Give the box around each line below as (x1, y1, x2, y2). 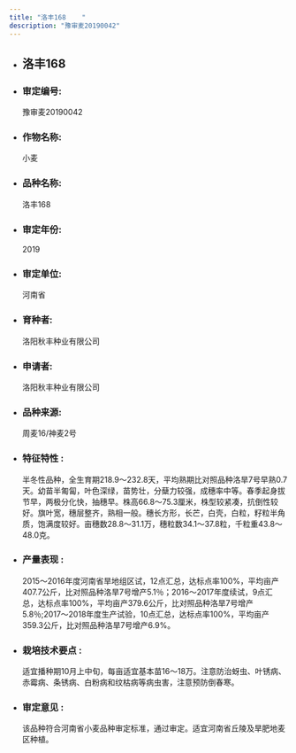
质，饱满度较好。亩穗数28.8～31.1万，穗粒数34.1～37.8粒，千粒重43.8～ (21, 518, 283, 529)
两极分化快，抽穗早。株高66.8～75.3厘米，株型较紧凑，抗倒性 (45, 496, 271, 507)
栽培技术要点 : (21, 644, 82, 656)
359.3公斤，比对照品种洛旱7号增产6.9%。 (21, 619, 175, 630)
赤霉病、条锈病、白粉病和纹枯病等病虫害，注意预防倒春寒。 (21, 677, 239, 687)
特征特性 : (21, 453, 65, 465)
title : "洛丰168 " (9, 12, 87, 22)
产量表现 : (21, 554, 65, 566)
